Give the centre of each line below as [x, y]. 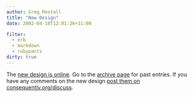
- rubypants [27, 52]
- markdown [26, 46]
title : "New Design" [33, 18]
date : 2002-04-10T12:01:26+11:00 [49, 23]
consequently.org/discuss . [40, 87]
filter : [16, 34]
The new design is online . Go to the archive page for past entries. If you [97, 74]
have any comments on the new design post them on [73, 81]
